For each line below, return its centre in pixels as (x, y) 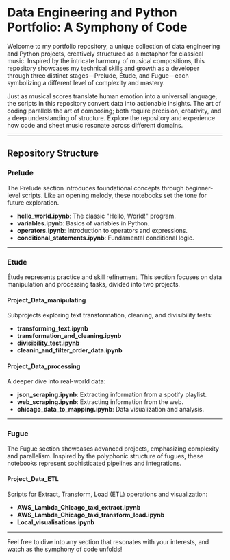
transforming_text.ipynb (53, 328)
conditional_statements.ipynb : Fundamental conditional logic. (105, 238)
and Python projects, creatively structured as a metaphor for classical (105, 54)
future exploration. (33, 202)
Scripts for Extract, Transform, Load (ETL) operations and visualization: (107, 494)
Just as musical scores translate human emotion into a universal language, (112, 96)
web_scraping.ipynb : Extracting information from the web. (100, 402)
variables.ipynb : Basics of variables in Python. (83, 223)
